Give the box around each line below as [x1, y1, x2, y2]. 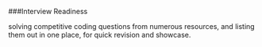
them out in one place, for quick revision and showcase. [8, 31, 191, 39]
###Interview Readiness [8, 7, 88, 16]
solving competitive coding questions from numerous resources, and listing [8, 22, 256, 31]
